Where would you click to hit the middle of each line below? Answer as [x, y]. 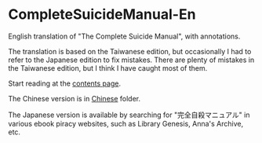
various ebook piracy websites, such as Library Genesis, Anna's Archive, [126, 123]
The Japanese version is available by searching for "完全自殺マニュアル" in [129, 115]
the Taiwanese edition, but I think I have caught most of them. [108, 68]
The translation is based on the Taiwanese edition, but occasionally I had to [130, 51]
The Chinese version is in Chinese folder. [75, 98]
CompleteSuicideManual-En [102, 15]
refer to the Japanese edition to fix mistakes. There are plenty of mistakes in [131, 60]
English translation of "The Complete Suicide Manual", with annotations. [124, 36]
